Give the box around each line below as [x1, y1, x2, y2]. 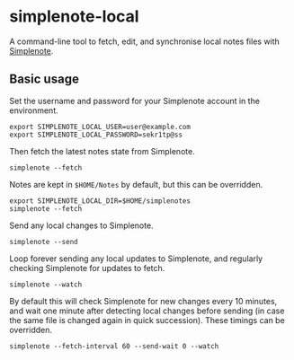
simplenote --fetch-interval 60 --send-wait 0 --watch [9, 341, 219, 351]
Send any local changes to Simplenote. [9, 220, 155, 231]
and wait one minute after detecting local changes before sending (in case [9, 305, 285, 316]
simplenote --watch [9, 280, 83, 289]
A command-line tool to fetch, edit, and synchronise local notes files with [9, 36, 281, 47]
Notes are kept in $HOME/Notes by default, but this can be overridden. [9, 179, 263, 189]
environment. [9, 105, 58, 116]
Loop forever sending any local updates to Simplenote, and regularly [9, 253, 263, 264]
